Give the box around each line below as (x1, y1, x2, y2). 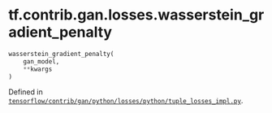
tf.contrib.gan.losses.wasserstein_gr (8, 6, 265, 24)
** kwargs (23, 65, 53, 73)
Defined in (8, 87, 43, 97)
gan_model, (23, 57, 60, 66)
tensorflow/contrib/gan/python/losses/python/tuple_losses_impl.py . (8, 96, 244, 106)
